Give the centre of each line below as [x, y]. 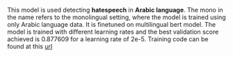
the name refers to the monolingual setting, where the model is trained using [116, 17]
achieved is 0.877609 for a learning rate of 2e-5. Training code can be [108, 39]
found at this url [30, 46]
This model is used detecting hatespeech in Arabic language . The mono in [115, 10]
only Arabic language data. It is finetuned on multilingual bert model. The [112, 24]
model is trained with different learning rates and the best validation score [113, 32]
